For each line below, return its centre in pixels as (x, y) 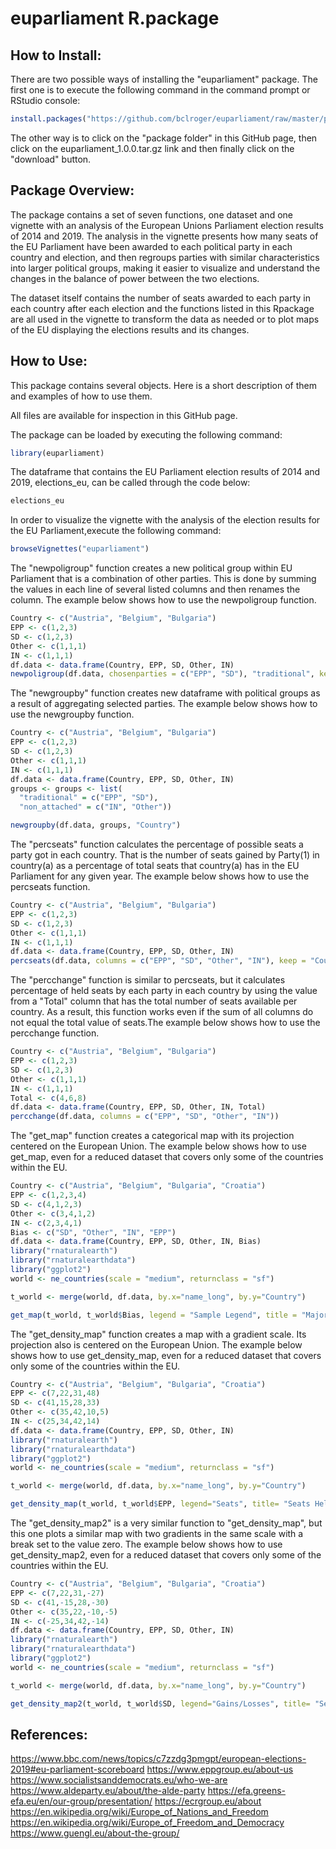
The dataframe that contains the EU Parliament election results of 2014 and (165, 472)
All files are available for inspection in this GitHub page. (124, 415)
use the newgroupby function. (72, 714)
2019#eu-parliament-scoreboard (77, 1769)
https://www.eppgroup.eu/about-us (220, 1769)
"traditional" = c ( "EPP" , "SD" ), (89, 798)
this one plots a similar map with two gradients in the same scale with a (157, 1533)
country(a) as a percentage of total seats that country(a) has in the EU (155, 865)
